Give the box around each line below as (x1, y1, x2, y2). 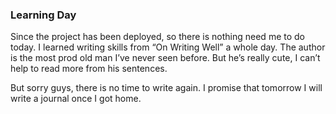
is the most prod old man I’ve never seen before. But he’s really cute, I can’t (10, 52, 321, 64)
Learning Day (10, 8, 77, 22)
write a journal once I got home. (10, 93, 142, 105)
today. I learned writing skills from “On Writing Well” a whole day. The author (10, 41, 326, 53)
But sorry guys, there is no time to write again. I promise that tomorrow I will (10, 82, 323, 94)
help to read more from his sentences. (10, 63, 168, 75)
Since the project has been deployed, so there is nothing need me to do (10, 31, 305, 43)
